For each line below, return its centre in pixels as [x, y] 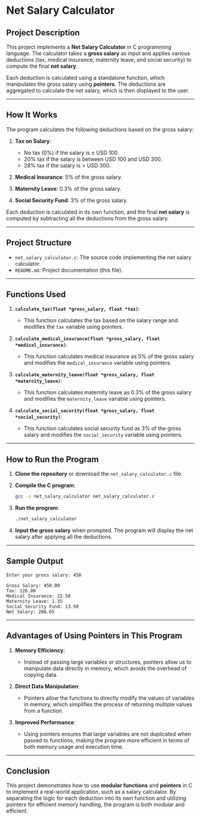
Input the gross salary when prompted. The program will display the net [104, 530]
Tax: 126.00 [21, 591]
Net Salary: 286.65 [31, 612]
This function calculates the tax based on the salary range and [101, 320]
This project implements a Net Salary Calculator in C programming [89, 47]
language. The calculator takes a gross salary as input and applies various [98, 53]
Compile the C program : [45, 485]
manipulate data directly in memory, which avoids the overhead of [105, 668]
